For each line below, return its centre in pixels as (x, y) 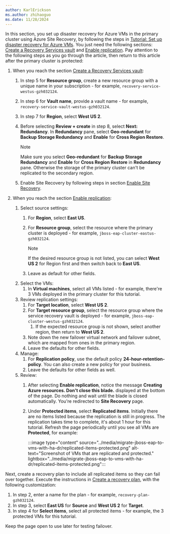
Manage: (29, 353)
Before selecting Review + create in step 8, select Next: (79, 126)
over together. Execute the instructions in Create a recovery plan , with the (82, 480)
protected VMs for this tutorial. (45, 516)
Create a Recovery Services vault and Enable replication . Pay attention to (82, 50)
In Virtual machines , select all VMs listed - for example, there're (95, 289)
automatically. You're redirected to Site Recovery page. (86, 401)
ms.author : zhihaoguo (28, 15)
